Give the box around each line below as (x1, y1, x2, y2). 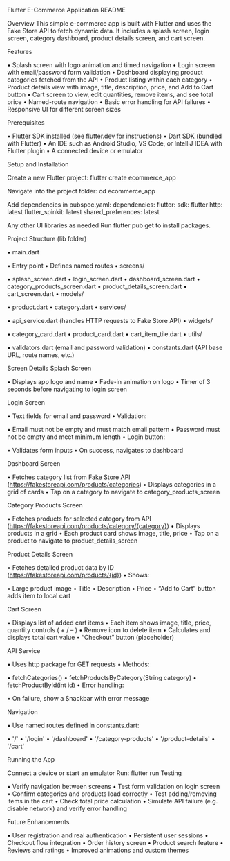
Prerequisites (7, 119, 45, 127)
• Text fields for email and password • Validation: (7, 412, 147, 420)
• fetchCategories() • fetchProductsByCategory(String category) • (7, 674, 197, 681)
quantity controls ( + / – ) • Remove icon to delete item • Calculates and (7, 626, 211, 634)
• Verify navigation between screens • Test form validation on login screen (7, 783, 220, 790)
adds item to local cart (7, 592, 71, 600)
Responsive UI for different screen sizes (7, 105, 121, 113)
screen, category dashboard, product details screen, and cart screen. (7, 34, 205, 42)
